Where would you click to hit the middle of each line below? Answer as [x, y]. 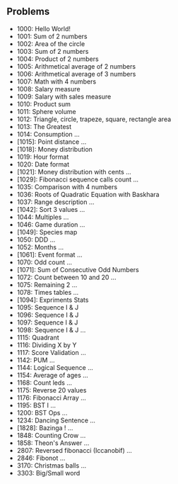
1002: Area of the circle [51, 44]
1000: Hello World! [44, 28]
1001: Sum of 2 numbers [52, 36]
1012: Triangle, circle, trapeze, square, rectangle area [94, 119]
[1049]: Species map [47, 232]
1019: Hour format [43, 157]
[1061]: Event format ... [49, 254]
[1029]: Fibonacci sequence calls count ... [78, 179]
